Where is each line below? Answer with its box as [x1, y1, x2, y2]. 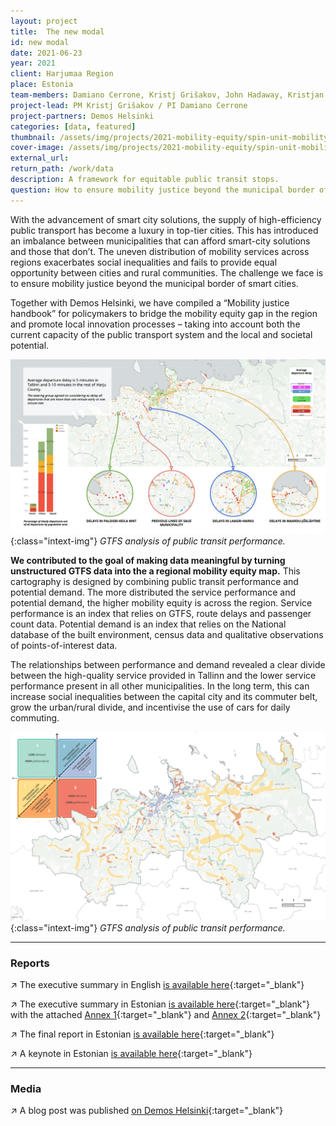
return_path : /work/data [10, 164, 114, 174]
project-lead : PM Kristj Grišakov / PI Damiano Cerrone [10, 100, 248, 110]
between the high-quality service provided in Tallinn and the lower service [10, 669, 317, 681]
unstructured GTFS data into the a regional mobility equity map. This [10, 565, 301, 577]
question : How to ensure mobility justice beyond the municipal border [10, 185, 315, 195]
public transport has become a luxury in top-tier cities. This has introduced [10, 224, 319, 236]
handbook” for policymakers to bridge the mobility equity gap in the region [10, 307, 318, 319]
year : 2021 [10, 58, 56, 69]
